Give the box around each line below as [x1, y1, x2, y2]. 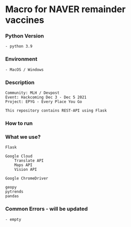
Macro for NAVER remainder [5, 4, 126, 15]
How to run [5, 120, 33, 127]
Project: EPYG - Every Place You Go [5, 99, 82, 104]
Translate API [14, 158, 44, 163]
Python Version [5, 32, 44, 40]
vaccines [5, 14, 44, 26]
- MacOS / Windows [5, 67, 44, 72]
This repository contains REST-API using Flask [5, 108, 107, 113]
